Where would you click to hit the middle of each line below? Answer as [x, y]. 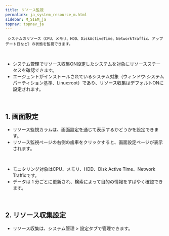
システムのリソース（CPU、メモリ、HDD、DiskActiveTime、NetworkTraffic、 [79, 39]
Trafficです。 [26, 175]
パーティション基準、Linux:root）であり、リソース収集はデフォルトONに [88, 83]
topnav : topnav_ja [25, 24]
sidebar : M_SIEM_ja [26, 19]
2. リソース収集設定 [36, 215]
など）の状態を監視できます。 [46, 44]
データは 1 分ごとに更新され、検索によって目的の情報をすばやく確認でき [88, 182]
